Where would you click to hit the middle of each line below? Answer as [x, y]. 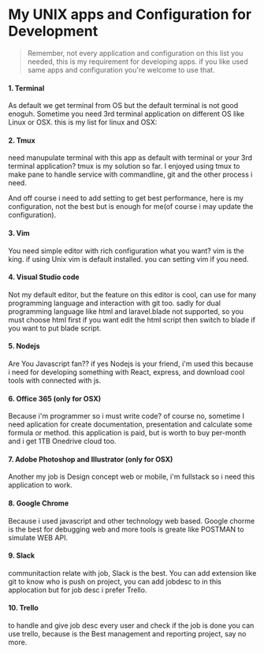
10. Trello [24, 608]
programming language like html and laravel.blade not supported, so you [126, 311]
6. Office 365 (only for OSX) [54, 398]
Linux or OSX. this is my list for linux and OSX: [83, 122]
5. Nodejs [24, 346]
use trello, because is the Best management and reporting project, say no [127, 633]
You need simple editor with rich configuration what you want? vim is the [126, 251]
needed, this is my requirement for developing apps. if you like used [138, 62]
